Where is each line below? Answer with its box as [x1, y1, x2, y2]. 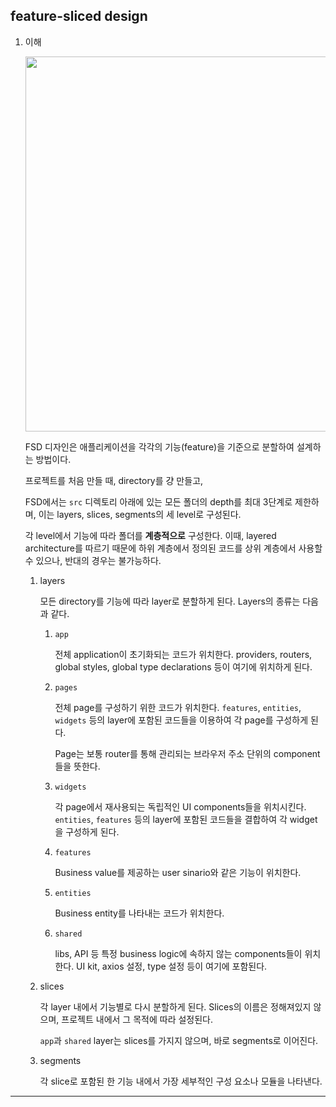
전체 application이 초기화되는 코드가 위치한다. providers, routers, [54, 648, 313, 660]
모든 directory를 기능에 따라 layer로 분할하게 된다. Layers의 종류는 [39, 595, 301, 607]
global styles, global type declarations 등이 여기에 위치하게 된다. [54, 660, 313, 673]
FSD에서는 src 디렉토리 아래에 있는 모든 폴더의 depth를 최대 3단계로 [24, 495, 293, 508]
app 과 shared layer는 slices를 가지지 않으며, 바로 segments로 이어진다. [39, 1034, 319, 1046]
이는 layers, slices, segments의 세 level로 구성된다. [38, 508, 242, 520]
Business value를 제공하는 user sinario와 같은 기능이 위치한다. [54, 866, 302, 878]
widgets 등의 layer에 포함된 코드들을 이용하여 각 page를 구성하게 [54, 714, 309, 726]
